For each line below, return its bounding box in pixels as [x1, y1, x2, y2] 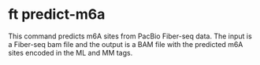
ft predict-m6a [8, 5, 106, 23]
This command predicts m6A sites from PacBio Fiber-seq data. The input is [8, 31, 252, 41]
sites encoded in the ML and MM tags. [8, 48, 133, 57]
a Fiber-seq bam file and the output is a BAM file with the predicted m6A [8, 39, 243, 49]
